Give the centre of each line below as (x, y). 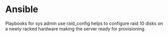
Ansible (22, 9)
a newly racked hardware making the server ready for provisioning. (75, 28)
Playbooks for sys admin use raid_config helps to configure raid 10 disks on (84, 23)
